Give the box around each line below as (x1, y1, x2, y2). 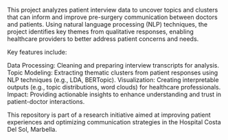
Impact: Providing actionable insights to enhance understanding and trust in (7, 90, 222, 98)
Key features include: (7, 48, 67, 56)
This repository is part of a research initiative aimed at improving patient (7, 111, 211, 119)
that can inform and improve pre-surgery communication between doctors (7, 13, 218, 21)
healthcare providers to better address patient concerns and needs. (7, 35, 199, 43)
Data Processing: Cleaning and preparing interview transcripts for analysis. (7, 61, 220, 69)
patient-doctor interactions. (7, 98, 85, 105)
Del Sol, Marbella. (7, 126, 57, 133)
